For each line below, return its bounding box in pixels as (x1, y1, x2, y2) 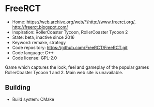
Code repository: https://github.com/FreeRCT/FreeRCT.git (12, 45, 128, 50)
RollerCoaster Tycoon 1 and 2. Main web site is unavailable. (5, 69, 123, 75)
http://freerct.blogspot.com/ (12, 24, 68, 30)
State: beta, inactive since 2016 (12, 34, 75, 40)
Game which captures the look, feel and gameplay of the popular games (5, 64, 149, 70)
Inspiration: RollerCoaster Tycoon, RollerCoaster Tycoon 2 (12, 29, 128, 35)
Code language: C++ (12, 49, 54, 56)
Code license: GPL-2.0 (12, 55, 57, 61)
